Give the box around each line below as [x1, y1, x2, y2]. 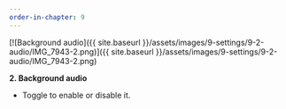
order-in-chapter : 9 [9, 12, 86, 22]
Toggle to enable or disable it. [21, 90, 131, 100]
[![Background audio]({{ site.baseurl [9, 37, 141, 47]
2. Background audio [9, 72, 88, 84]
